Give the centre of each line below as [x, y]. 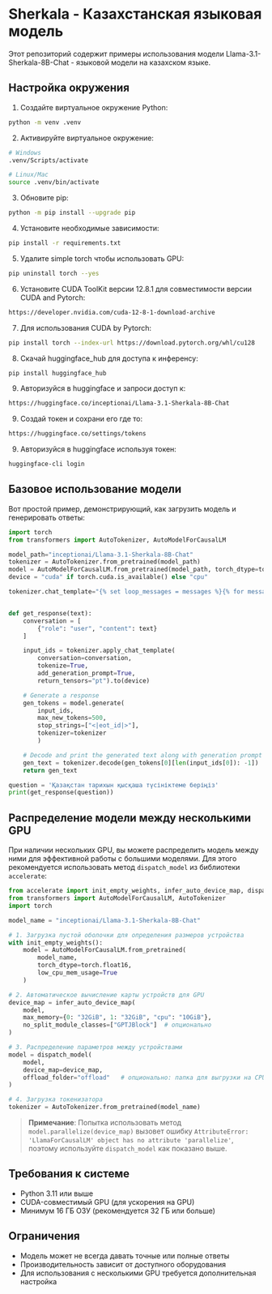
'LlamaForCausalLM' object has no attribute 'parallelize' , [131, 1140]
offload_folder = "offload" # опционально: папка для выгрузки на [137, 1078]
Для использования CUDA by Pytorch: [86, 328]
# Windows [25, 152]
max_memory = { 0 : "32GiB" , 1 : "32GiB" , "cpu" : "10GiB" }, [117, 1018]
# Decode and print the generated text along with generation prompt [143, 755]
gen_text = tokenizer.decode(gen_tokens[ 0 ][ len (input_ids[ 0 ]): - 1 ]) [141, 763]
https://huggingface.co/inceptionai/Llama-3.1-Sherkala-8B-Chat [119, 403]
